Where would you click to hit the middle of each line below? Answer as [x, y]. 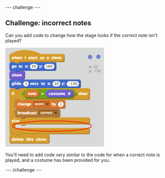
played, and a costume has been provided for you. [58, 160]
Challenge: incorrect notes [48, 23]
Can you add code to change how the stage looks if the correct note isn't [81, 35]
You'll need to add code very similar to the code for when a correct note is [83, 155]
